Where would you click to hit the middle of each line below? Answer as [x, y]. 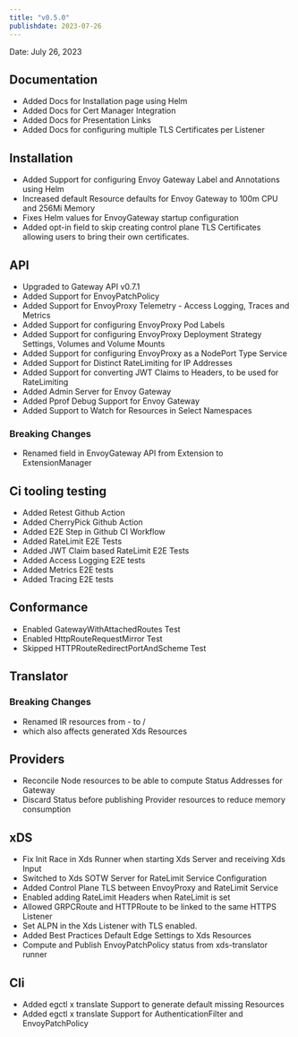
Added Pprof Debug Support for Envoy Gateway [111, 401]
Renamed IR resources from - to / [84, 721]
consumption [47, 809]
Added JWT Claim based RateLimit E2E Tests [106, 551]
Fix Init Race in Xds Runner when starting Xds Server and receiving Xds [154, 859]
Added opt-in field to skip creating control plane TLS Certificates [141, 227]
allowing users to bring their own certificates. [106, 237]
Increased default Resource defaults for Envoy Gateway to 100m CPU [150, 199]
